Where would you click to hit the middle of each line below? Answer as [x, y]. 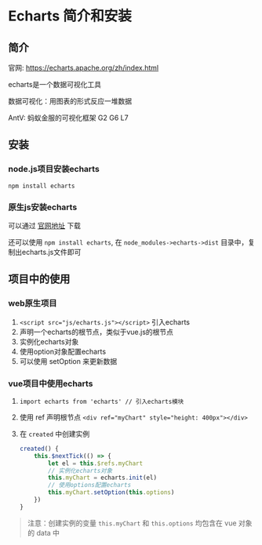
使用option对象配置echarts [63, 351]
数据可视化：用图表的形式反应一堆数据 [70, 101]
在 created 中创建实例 [55, 434]
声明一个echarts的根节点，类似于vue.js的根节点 [96, 332]
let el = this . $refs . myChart [96, 463]
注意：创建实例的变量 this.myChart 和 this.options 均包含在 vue [132, 523]
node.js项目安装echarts [54, 169]
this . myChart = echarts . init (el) [103, 478]
